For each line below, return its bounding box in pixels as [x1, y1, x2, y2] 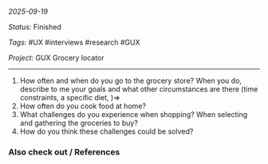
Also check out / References [8, 146, 120, 158]
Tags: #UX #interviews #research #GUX [8, 37, 140, 47]
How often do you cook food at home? [19, 101, 146, 111]
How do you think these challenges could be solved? [19, 127, 194, 136]
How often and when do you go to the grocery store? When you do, [19, 76, 242, 85]
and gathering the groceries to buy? [19, 119, 138, 127]
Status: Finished [8, 22, 61, 31]
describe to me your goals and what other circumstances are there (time [19, 84, 258, 94]
